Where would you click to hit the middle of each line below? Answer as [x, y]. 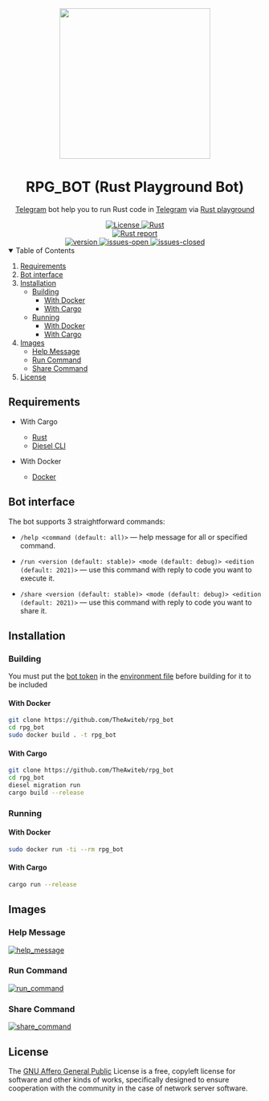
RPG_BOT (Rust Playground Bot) [135, 187]
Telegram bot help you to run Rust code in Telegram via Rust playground [135, 209]
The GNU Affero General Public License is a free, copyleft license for [122, 1070]
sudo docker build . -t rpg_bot [62, 735]
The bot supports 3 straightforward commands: [87, 521]
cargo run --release [43, 884]
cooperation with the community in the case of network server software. [128, 1088]
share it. [33, 610]
